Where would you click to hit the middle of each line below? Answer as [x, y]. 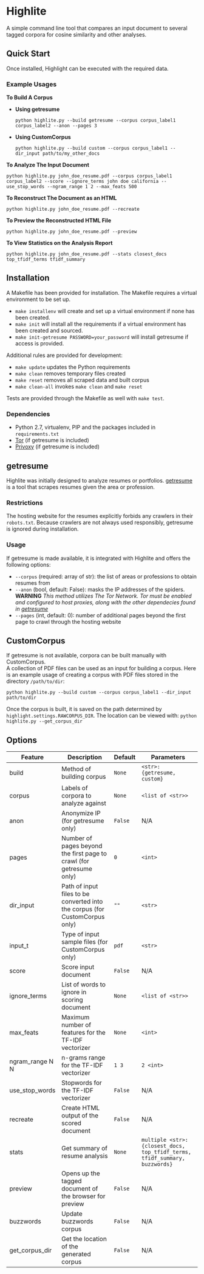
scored [72, 1124]
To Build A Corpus [29, 97]
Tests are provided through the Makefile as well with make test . [86, 398]
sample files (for [85, 942]
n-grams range [83, 1058]
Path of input [80, 886]
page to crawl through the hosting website [68, 621]
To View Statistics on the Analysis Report [59, 243]
